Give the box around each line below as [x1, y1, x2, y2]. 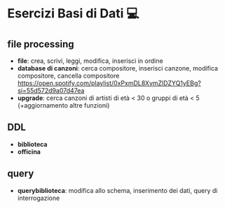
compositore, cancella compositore [17, 71, 120, 80]
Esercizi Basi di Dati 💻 [7, 6, 139, 22]
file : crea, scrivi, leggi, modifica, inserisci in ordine [17, 57, 163, 65]
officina [17, 147, 41, 156]
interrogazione [17, 194, 60, 202]
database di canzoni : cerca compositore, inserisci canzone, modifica [17, 64, 219, 72]
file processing [7, 38, 74, 50]
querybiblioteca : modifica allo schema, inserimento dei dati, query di [17, 186, 218, 194]
